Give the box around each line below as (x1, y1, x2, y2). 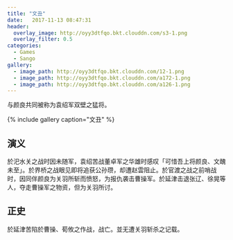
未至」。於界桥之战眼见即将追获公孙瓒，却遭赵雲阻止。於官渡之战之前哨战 (7, 166, 217, 174)
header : (7, 23, 30, 30)
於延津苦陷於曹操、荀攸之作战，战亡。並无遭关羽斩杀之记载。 (7, 225, 184, 233)
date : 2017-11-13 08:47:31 (7, 17, 92, 24)
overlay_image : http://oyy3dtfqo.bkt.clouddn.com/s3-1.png (13, 29, 188, 37)
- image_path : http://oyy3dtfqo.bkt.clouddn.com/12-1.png (13, 68, 185, 75)
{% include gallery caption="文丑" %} (7, 116, 115, 124)
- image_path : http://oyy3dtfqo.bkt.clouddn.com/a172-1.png (13, 74, 191, 82)
